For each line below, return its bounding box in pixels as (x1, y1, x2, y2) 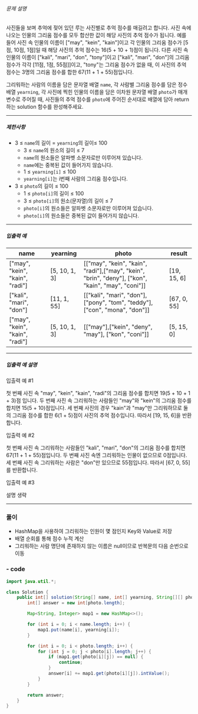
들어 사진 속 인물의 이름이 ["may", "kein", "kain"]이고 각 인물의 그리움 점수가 (6, 39, 182, 46)
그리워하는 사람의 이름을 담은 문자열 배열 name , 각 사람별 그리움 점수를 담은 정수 (6, 81, 188, 88)
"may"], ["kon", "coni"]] (83, 330, 149, 338)
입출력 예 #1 (6, 377, 34, 384)
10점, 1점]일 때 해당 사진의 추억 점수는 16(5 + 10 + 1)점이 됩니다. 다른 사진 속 (14, 47, 189, 54)
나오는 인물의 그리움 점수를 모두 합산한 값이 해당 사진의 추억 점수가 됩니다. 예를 (6, 32, 187, 39)
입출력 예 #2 (6, 432, 35, 439)
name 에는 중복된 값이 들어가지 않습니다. (23, 162, 113, 169)
